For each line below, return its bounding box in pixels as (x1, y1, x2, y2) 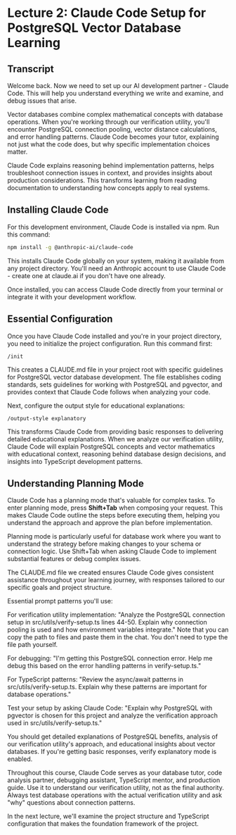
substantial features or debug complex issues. (7, 555, 141, 563)
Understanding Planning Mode (7, 477, 144, 489)
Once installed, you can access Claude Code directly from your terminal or (7, 285, 223, 294)
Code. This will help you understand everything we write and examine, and (7, 89, 223, 97)
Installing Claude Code (7, 204, 109, 216)
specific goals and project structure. (7, 583, 112, 592)
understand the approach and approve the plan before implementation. (7, 519, 213, 527)
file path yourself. (7, 641, 58, 649)
